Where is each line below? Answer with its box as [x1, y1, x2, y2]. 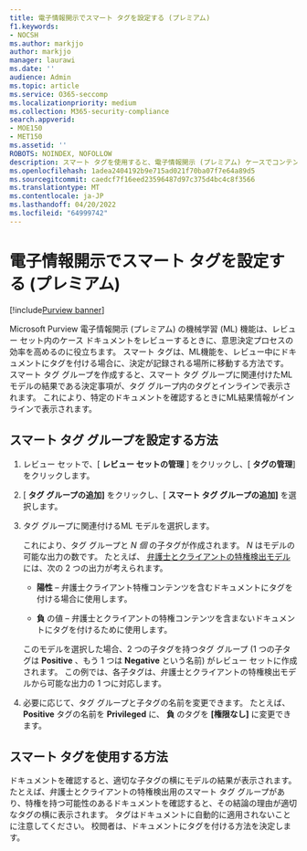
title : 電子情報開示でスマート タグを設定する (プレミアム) [9, 13, 211, 23]
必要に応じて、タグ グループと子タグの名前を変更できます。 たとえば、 [22, 697, 291, 708]
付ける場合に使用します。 [36, 593, 132, 604]
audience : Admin [9, 73, 71, 82]
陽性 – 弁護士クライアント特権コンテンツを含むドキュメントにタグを [36, 582, 293, 593]
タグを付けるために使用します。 [52, 624, 173, 635]
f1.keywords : [9, 22, 59, 31]
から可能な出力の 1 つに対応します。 [30, 678, 166, 688]
